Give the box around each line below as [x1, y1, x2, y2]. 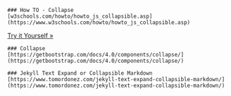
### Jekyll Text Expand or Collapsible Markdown [7, 70, 153, 77]
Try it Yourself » [7, 32, 54, 40]
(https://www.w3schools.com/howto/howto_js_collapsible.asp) [7, 19, 191, 26]
